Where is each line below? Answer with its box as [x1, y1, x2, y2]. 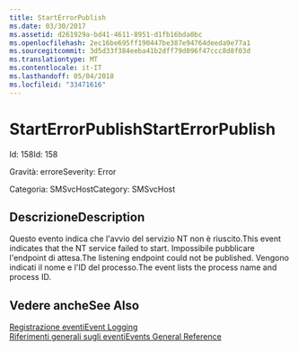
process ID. [9, 272, 52, 283]
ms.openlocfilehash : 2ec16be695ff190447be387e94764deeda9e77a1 [9, 38, 251, 48]
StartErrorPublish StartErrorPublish [9, 119, 276, 139]
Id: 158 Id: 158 [9, 148, 58, 159]
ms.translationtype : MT [9, 55, 99, 64]
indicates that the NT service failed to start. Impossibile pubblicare [9, 243, 256, 254]
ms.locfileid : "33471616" [9, 80, 106, 89]
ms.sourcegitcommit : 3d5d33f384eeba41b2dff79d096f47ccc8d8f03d [9, 47, 251, 56]
